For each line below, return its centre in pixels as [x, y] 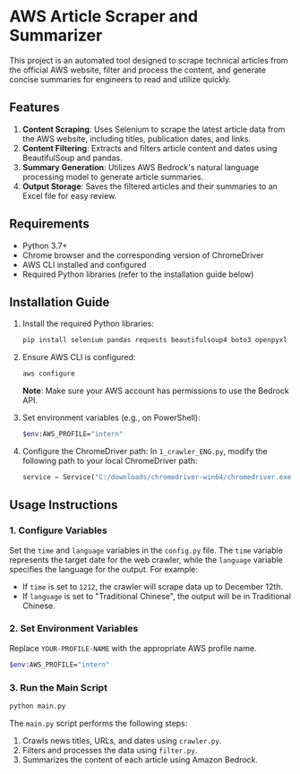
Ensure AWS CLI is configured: [79, 357]
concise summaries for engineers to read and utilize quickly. [120, 79]
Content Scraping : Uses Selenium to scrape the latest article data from [154, 129]
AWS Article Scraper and [104, 17]
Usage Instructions [64, 505]
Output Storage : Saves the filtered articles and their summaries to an [150, 186]
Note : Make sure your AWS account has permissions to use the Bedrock [155, 391]
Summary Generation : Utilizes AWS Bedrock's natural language [141, 167]
